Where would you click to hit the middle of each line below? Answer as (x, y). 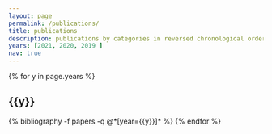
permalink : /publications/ (54, 23)
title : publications (43, 31)
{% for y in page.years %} (52, 76)
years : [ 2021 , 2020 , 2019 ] (56, 46)
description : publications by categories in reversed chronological (126, 38)
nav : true (25, 53)
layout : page (30, 16)
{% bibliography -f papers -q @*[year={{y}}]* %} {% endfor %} (115, 121)
